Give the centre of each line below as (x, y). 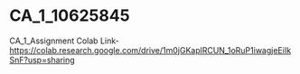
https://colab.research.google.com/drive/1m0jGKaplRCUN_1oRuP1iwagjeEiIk (150, 50)
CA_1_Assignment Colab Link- (64, 41)
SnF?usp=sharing (42, 60)
